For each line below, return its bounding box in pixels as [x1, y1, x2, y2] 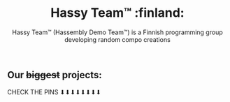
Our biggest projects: [7, 69, 103, 81]
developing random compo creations [64, 35, 171, 43]
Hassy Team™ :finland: [50, 5, 185, 21]
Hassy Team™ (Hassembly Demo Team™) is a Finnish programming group [12, 28, 223, 36]
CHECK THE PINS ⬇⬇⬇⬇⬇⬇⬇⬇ [7, 87, 101, 96]
